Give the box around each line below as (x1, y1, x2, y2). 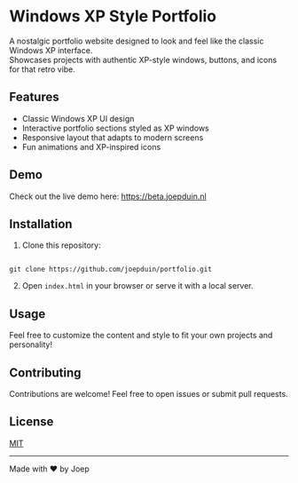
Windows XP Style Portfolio (9, 6, 217, 27)
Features (9, 90, 59, 105)
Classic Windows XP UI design (21, 113, 135, 123)
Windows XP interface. (9, 44, 93, 55)
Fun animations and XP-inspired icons (21, 141, 161, 152)
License (9, 415, 54, 430)
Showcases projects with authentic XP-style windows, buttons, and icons (9, 54, 278, 65)
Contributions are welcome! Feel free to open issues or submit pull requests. (9, 389, 288, 399)
